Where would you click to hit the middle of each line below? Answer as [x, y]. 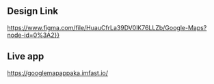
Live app [26, 56]
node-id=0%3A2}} [34, 35]
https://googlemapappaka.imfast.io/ [57, 73]
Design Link [33, 11]
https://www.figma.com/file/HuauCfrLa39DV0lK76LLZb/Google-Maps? [107, 27]
